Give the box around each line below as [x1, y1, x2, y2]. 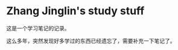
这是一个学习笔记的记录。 [6, 24, 70, 32]
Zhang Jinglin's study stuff [6, 4, 145, 18]
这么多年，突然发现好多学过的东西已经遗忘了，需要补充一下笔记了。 [6, 37, 176, 44]
